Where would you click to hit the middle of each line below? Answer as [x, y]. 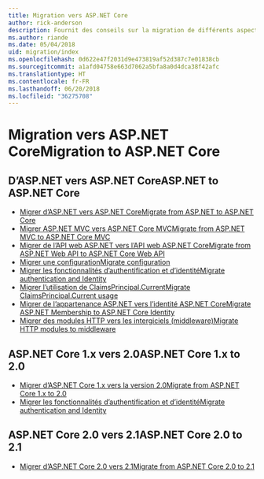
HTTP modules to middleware [68, 329]
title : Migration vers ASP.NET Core [68, 15]
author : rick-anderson [45, 23]
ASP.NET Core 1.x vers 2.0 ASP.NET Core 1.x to [125, 354]
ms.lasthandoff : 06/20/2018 [54, 89]
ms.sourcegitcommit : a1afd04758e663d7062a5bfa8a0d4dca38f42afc [114, 67]
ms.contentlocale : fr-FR [49, 81]
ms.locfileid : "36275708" [50, 96]
